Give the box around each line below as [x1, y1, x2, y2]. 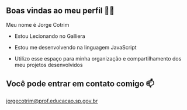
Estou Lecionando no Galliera [14, 33, 86, 40]
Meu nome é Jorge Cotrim [6, 21, 70, 28]
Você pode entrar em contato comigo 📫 [6, 79, 155, 89]
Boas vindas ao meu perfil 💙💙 [6, 6, 115, 16]
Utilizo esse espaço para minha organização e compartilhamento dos [14, 55, 182, 62]
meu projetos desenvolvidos [14, 61, 83, 68]
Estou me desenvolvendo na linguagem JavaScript [14, 44, 137, 51]
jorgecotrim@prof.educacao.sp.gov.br [6, 97, 98, 104]
